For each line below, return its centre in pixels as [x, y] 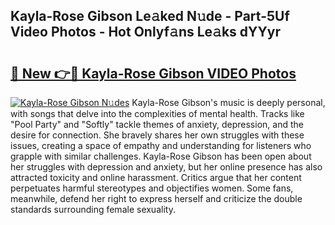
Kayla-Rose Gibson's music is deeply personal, [228, 102]
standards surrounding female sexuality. [93, 209]
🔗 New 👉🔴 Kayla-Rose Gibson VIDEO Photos [153, 73]
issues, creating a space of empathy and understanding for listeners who [161, 145]
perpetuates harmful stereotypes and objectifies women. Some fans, [152, 188]
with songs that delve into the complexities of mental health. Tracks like [157, 113]
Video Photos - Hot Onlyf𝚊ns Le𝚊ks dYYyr [145, 32]
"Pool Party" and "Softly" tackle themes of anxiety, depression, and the [157, 124]
